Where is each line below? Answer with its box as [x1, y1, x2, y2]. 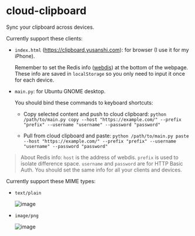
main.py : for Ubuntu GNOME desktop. [14, 87, 106, 95]
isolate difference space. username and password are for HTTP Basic [20, 160, 183, 167]
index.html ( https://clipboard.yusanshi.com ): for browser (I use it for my [14, 46, 189, 53]
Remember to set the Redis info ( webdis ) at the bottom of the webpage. [14, 63, 189, 71]
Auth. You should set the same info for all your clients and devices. [20, 166, 182, 173]
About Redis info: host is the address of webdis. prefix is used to [20, 154, 179, 161]
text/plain [14, 190, 42, 196]
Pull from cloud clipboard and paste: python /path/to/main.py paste [23, 132, 189, 139]
